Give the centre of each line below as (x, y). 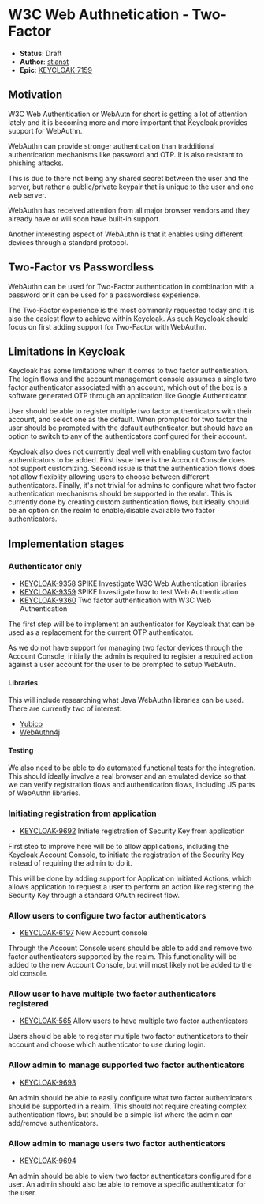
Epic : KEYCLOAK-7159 (56, 70)
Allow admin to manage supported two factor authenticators (126, 1065)
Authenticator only (45, 566)
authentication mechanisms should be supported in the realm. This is (120, 494)
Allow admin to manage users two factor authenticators (117, 1143)
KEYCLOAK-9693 (48, 1082)
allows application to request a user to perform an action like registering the (131, 886)
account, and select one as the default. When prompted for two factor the (128, 420)
